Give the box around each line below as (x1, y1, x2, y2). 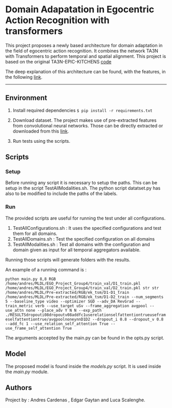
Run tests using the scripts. (12, 138, 71, 144)
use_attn (5, 308, 24, 313)
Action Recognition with (5, 14, 110, 26)
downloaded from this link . (12, 128, 69, 134)
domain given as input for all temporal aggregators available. (12, 247, 141, 253)
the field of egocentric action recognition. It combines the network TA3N (5, 48, 159, 54)
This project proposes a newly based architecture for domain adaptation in (5, 42, 163, 48)
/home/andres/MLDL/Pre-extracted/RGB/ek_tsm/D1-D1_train (5, 290, 130, 295)
